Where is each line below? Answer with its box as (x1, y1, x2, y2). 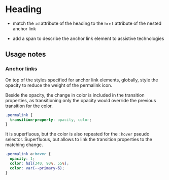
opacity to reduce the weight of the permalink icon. (5, 82, 113, 88)
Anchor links (5, 65, 38, 72)
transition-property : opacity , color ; (10, 117, 92, 122)
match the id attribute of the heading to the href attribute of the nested (12, 20, 161, 26)
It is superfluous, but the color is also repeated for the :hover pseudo (5, 131, 150, 137)
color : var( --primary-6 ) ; (10, 165, 65, 170)
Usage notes (5, 50, 46, 59)
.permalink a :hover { (5, 152, 51, 157)
